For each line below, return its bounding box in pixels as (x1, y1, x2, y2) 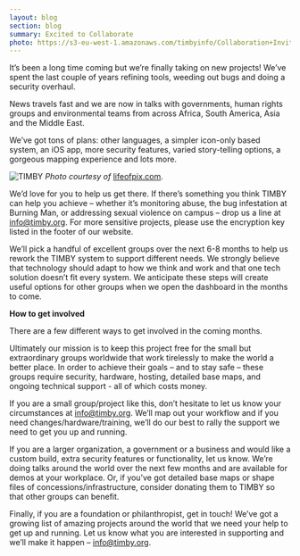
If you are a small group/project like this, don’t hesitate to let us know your (9, 398, 282, 409)
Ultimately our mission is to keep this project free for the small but (9, 343, 252, 353)
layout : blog (9, 12, 58, 22)
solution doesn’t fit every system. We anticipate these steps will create (9, 272, 269, 283)
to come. (9, 291, 42, 302)
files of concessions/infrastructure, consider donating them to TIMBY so (9, 482, 275, 493)
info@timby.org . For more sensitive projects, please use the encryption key (9, 217, 286, 228)
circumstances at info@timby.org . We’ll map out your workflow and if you (9, 408, 279, 419)
